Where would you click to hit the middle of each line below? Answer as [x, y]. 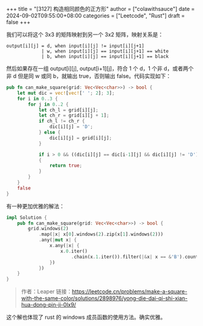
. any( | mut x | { [58, 240]
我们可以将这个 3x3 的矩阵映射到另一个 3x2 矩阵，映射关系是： [85, 34]
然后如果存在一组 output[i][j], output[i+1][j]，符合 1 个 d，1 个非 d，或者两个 [100, 69]
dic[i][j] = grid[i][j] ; [81, 138]
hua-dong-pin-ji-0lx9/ [49, 305]
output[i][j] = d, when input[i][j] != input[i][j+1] [76, 46]
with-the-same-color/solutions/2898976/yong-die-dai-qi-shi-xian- [104, 298]
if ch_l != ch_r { [62, 121]
